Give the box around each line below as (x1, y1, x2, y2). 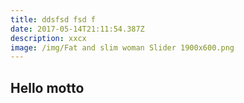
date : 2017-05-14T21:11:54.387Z (10, 24, 145, 34)
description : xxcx (10, 33, 87, 43)
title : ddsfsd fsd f (10, 14, 97, 25)
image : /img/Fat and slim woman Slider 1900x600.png (10, 42, 235, 53)
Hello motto (10, 79, 85, 96)
